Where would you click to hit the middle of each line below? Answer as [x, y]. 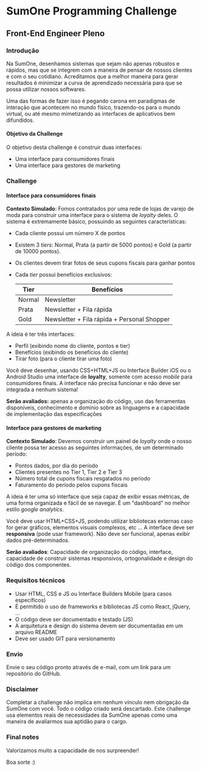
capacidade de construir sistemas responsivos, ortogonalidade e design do [100, 558]
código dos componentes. [39, 565]
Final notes [23, 737]
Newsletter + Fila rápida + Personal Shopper [107, 319]
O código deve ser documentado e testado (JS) [74, 619]
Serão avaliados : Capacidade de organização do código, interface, [90, 552]
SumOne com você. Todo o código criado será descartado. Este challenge [98, 709]
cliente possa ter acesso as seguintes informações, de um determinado [95, 448]
